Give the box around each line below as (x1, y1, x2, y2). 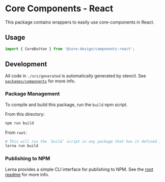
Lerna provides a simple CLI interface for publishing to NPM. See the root (5, 166, 154, 172)
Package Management (5, 90, 60, 97)
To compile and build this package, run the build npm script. (5, 102, 128, 107)
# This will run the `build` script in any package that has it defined (5, 139, 157, 144)
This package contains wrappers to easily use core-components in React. (5, 19, 155, 25)
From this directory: (5, 111, 45, 117)
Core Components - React (5, 3, 113, 14)
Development (5, 60, 48, 69)
